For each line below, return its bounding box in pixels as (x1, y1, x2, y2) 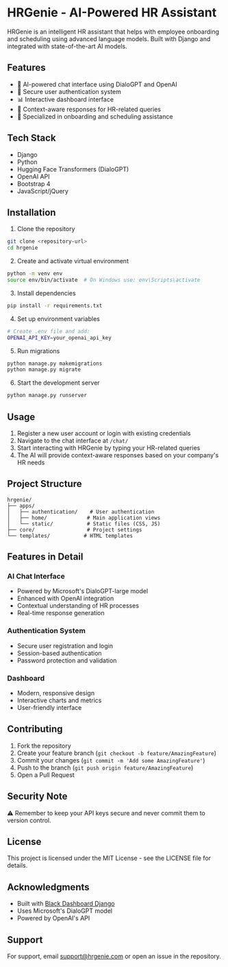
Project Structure (7, 478, 82, 490)
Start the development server (16, 379, 101, 387)
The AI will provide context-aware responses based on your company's (16, 451, 219, 459)
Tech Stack (7, 132, 56, 144)
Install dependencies (16, 289, 77, 297)
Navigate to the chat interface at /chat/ (16, 436, 129, 444)
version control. (7, 816, 51, 824)
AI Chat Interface (7, 571, 65, 581)
